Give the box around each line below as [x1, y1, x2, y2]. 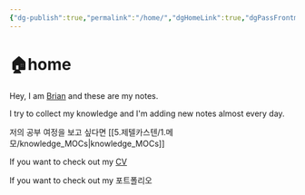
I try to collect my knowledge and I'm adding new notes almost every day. [9, 108, 285, 119]
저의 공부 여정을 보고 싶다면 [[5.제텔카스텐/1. [9, 126, 166, 137]
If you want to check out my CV [9, 156, 127, 167]
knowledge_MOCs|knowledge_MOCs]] [19, 138, 165, 149]
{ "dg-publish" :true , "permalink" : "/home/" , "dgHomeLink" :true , [9, 13, 246, 23]
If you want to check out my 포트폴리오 [9, 174, 152, 186]
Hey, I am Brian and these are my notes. [9, 90, 159, 101]
